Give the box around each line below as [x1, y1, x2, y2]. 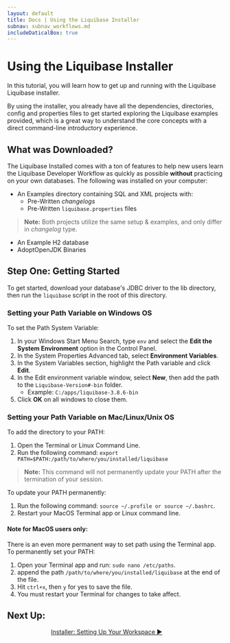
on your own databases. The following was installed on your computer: [7, 176, 208, 185]
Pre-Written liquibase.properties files [27, 204, 137, 213]
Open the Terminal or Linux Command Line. [16, 441, 141, 449]
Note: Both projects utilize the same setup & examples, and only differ [23, 218, 222, 226]
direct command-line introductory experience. [7, 124, 138, 132]
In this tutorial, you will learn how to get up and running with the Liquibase [7, 82, 216, 90]
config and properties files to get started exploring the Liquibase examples [7, 109, 218, 117]
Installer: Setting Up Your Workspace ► [51, 628, 163, 636]
